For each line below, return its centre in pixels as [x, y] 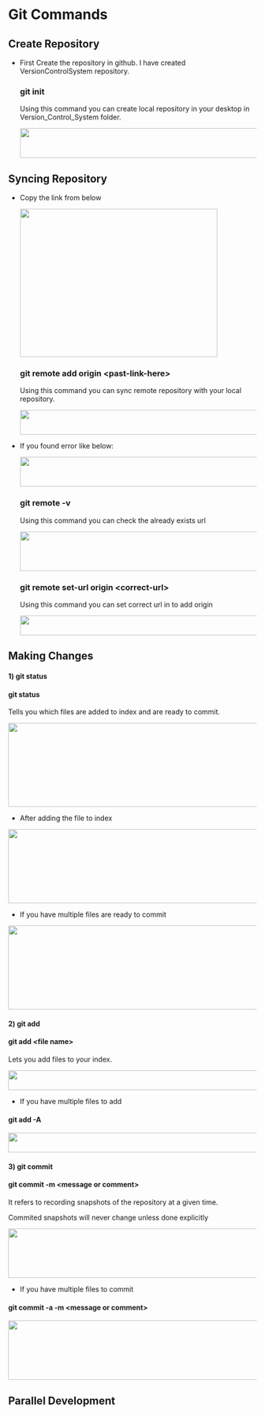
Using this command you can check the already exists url [113, 520]
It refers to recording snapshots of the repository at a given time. [113, 1202]
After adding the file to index [66, 818]
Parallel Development [62, 1400]
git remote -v [45, 503]
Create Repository [54, 44]
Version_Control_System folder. [70, 117]
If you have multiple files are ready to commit [93, 914]
